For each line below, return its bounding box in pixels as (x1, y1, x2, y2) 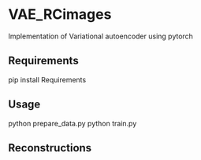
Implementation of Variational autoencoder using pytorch (8, 31, 193, 41)
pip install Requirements (8, 75, 87, 84)
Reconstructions (8, 141, 92, 155)
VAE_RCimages (8, 5, 112, 24)
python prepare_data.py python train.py (8, 118, 137, 128)
